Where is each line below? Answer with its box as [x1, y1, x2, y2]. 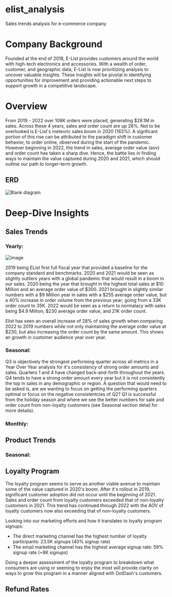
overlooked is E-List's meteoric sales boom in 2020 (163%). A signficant [5, 128, 158, 134]
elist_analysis [5, 4, 65, 15]
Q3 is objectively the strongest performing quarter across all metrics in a [5, 358, 159, 364]
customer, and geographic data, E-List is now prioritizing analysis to [5, 66, 149, 72]
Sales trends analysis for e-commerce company [5, 20, 106, 27]
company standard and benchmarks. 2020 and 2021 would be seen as [5, 270, 155, 276]
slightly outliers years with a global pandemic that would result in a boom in [5, 275, 164, 281]
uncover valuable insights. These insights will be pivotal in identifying [5, 72, 152, 78]
